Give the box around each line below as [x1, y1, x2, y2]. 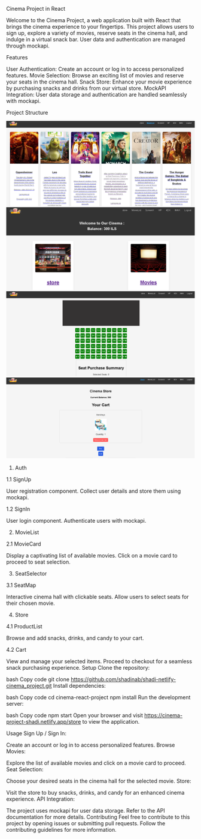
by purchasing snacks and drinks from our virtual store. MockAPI [6, 85, 166, 92]
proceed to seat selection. [6, 558, 71, 566]
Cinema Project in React [6, 5, 66, 12]
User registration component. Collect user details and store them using [6, 487, 181, 495]
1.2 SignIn [6, 505, 31, 513]
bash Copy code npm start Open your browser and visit [6, 712, 144, 719]
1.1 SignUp [6, 476, 32, 483]
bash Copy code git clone [6, 676, 70, 683]
